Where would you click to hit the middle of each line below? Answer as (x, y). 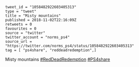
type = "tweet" (21, 11)
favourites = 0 (21, 29)
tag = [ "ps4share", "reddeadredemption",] (51, 50)
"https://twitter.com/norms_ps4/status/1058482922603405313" (70, 46)
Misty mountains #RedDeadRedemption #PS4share (58, 59)
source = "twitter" (25, 33)
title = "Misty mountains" (33, 16)
